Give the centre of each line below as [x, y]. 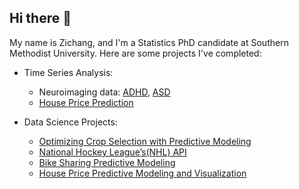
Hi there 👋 [40, 18]
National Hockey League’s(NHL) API [112, 152]
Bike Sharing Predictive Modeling [107, 162]
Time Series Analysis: [68, 72]
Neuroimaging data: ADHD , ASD [104, 92]
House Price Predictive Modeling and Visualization [142, 173]
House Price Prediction [86, 102]
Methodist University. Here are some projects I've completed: [135, 53]
